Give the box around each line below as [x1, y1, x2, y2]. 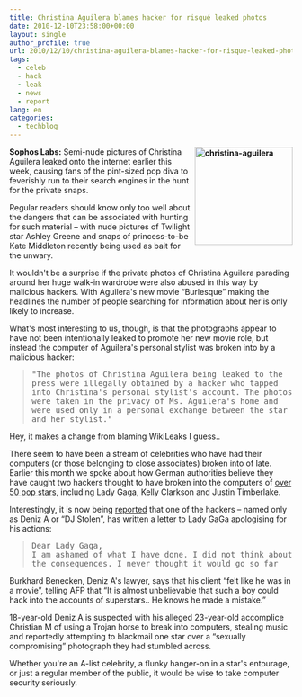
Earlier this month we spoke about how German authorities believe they [9, 468, 274, 478]
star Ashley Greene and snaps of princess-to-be [9, 231, 189, 241]
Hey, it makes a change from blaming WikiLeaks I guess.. [9, 431, 221, 442]
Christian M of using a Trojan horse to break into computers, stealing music [9, 621, 289, 632]
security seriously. [9, 677, 78, 688]
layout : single [9, 30, 67, 39]
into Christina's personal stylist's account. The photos [31, 388, 293, 397]
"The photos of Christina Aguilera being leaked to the [31, 370, 283, 379]
